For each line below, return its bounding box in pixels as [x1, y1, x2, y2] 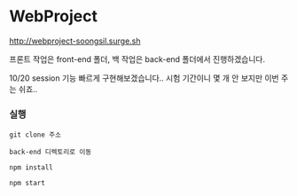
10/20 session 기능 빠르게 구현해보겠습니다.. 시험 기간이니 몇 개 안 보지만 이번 [9, 73, 279, 83]
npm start [9, 179, 46, 188]
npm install [9, 163, 53, 172]
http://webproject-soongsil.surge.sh [9, 35, 141, 46]
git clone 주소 [9, 130, 62, 139]
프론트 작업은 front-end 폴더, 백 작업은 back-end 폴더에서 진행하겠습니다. [9, 53, 266, 64]
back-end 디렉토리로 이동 [9, 148, 92, 157]
